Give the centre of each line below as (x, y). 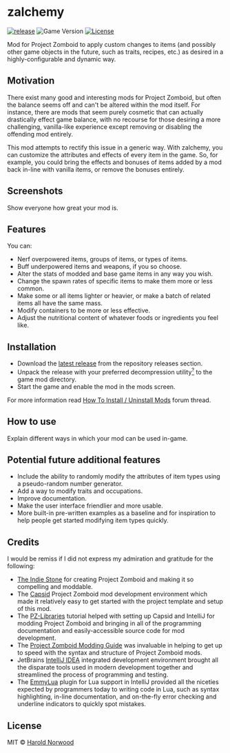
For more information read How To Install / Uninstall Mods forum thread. (109, 400)
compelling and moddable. (55, 587)
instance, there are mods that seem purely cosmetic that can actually (105, 112)
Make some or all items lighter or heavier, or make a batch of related (114, 296)
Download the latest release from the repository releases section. (110, 363)
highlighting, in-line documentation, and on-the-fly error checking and (117, 696)
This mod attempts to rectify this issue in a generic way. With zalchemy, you (115, 147)
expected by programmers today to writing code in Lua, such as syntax (118, 690)
